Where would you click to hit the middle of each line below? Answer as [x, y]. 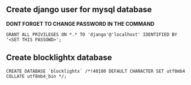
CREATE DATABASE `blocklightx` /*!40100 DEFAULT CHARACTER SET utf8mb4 [95, 71]
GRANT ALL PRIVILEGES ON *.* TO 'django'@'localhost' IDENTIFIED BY [92, 35]
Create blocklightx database [59, 58]
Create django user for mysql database [79, 10]
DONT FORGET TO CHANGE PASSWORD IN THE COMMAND [80, 23]
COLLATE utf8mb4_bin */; [36, 76]
